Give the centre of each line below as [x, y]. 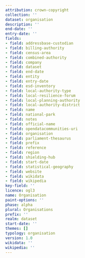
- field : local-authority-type [38, 91]
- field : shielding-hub [30, 157]
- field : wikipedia [26, 181]
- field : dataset [24, 67]
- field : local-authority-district [43, 105]
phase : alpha [19, 205]
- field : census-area [28, 53]
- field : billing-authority [35, 48]
